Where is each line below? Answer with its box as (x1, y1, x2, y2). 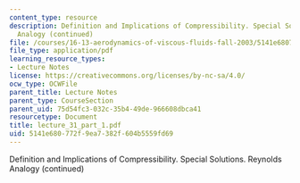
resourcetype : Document (9, 112, 98, 121)
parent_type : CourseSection (9, 96, 114, 105)
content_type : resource (9, 12, 98, 22)
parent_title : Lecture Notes (9, 87, 118, 96)
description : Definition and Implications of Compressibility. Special (9, 21, 281, 30)
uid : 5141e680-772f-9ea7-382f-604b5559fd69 (9, 129, 174, 138)
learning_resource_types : (9, 54, 105, 63)
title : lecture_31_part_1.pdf (9, 121, 122, 130)
